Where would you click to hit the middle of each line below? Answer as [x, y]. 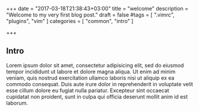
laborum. [17, 103]
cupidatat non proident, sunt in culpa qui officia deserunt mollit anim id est [97, 96]
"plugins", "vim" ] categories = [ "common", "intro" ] [70, 21]
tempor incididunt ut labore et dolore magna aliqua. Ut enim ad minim [91, 71]
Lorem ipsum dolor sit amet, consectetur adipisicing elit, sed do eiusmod [95, 65]
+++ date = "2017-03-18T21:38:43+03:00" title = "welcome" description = [97, 9]
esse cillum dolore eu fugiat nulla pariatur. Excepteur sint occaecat [88, 90]
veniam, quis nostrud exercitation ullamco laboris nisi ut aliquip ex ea [90, 78]
